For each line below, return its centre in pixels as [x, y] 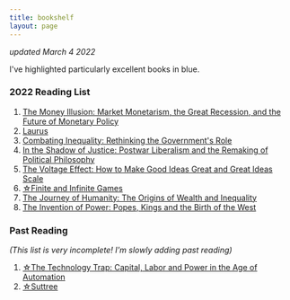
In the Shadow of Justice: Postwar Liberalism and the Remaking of [145, 150]
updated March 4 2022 [53, 51]
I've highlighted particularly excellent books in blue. [105, 69]
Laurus [35, 130]
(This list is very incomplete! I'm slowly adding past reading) [121, 250]
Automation [44, 277]
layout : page [34, 26]
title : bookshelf [42, 18]
